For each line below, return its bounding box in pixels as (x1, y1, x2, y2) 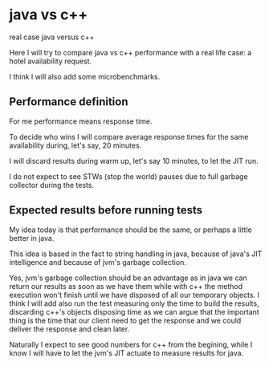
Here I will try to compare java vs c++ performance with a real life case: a (9, 47, 252, 57)
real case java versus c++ (9, 32, 95, 42)
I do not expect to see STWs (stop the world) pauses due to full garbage (9, 171, 248, 181)
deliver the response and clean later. (9, 323, 130, 334)
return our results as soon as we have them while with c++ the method (9, 281, 243, 291)
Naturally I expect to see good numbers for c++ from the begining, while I (9, 340, 253, 349)
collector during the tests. (9, 180, 95, 189)
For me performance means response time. (9, 116, 153, 126)
